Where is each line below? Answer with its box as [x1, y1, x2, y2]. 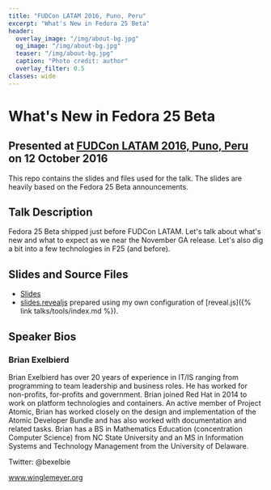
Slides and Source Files [8, 267, 129, 281]
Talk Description [8, 206, 93, 219]
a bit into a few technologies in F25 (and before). [8, 244, 171, 254]
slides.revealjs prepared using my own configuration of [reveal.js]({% [19, 297, 252, 308]
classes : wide [8, 72, 57, 80]
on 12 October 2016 [8, 151, 108, 166]
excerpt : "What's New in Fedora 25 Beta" [8, 19, 150, 28]
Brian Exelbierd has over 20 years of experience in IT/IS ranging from [8, 372, 239, 381]
